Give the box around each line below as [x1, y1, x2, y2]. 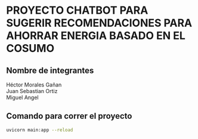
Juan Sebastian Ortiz [6, 88, 58, 94]
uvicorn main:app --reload [6, 126, 73, 133]
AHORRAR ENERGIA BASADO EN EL [6, 29, 186, 42]
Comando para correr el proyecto [6, 111, 132, 121]
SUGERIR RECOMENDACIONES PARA [6, 16, 193, 30]
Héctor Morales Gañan [6, 81, 62, 88]
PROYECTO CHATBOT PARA [6, 4, 148, 17]
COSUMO [6, 42, 55, 55]
